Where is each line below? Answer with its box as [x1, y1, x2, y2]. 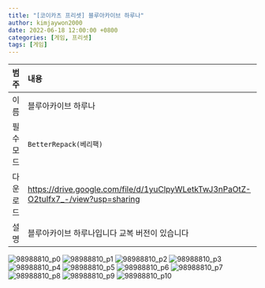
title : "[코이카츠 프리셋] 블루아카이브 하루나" [8, 11, 144, 20]
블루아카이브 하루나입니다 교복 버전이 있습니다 [27, 228, 189, 239]
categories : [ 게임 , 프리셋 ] [8, 33, 92, 42]
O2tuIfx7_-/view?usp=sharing [27, 194, 140, 205]
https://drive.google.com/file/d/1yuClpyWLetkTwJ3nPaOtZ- [27, 184, 251, 195]
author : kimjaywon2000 [8, 19, 83, 27]
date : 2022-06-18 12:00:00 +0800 [8, 26, 118, 34]
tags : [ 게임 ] [8, 41, 48, 49]
